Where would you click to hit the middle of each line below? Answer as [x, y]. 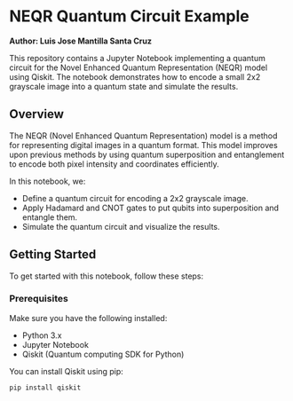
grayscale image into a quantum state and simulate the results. [124, 86]
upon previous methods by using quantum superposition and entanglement [147, 154]
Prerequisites [39, 299]
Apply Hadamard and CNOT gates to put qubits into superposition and [150, 208]
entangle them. [50, 217]
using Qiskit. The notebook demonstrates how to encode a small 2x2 [135, 76]
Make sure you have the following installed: [88, 318]
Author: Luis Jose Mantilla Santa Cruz [81, 41]
